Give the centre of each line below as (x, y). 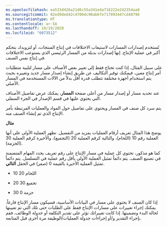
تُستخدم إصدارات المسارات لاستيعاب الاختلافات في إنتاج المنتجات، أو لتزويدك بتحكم (83, 47)
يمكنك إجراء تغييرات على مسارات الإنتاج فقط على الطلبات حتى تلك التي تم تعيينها (81, 207)
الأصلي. (13, 83)
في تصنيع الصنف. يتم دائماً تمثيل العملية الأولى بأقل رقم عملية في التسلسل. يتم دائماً (83, 158)
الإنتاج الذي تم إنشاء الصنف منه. (35, 113)
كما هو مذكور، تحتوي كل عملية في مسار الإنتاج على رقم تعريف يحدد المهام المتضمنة (83, 153)
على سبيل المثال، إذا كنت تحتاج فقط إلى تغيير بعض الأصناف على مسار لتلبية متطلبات (84, 67)
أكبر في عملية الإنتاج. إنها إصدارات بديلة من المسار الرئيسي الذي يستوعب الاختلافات (83, 52)
